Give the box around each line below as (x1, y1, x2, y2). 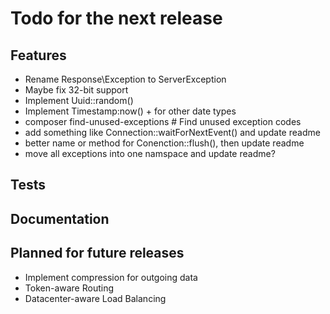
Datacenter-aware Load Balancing (24, 292, 167, 304)
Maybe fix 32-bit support (24, 84, 129, 96)
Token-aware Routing (24, 282, 114, 294)
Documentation (10, 210, 110, 227)
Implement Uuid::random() (24, 95, 134, 106)
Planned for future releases (10, 245, 185, 262)
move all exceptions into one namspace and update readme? (24, 148, 276, 159)
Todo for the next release (10, 7, 223, 30)
